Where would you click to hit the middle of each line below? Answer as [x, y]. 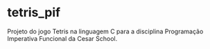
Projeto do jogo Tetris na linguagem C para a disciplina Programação [105, 31]
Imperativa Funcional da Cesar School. [62, 38]
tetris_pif [34, 13]
